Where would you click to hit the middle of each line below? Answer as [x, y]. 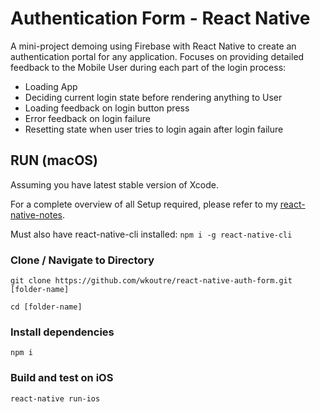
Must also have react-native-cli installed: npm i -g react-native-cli [151, 234]
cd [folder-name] [46, 307]
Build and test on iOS [62, 378]
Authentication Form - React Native [160, 18]
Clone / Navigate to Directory [82, 260]
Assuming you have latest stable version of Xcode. [114, 184]
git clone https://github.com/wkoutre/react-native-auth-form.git [151, 281]
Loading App [51, 86]
